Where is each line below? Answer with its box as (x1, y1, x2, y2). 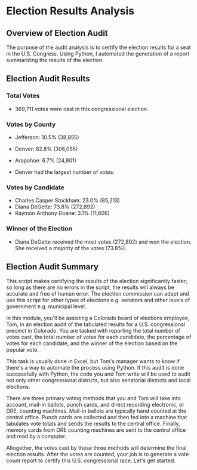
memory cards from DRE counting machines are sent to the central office (6, 426, 186, 434)
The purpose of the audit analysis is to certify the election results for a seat (6, 44, 191, 51)
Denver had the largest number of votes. (14, 168, 115, 176)
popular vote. (6, 346, 39, 354)
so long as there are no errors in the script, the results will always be (6, 284, 174, 291)
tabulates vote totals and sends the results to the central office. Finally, (6, 420, 180, 428)
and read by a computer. (6, 433, 67, 440)
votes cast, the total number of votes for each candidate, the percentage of (6, 333, 192, 341)
